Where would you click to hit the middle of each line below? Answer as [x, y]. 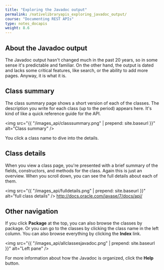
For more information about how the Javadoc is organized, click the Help [80, 258]
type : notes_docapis [26, 23]
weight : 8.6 [17, 28]
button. [12, 263]
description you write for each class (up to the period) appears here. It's [79, 108]
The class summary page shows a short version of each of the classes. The [82, 103]
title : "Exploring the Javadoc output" [46, 10]
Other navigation [32, 211]
